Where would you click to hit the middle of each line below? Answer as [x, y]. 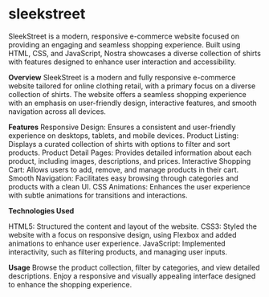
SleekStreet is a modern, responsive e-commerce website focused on [124, 36]
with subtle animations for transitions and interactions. [98, 195]
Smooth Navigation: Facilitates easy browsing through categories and [123, 178]
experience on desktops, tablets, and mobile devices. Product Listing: [124, 135]
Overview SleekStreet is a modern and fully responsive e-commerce [122, 77]
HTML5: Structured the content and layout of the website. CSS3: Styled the [132, 226]
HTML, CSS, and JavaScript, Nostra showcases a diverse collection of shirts [134, 53]
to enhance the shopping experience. [70, 284]
